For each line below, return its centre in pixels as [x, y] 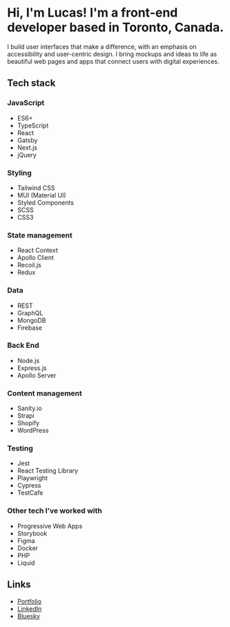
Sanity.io [30, 408]
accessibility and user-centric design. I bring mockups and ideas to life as [112, 54]
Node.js [28, 360]
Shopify [28, 423]
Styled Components [46, 202]
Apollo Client [35, 258]
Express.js [32, 368]
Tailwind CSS [36, 188]
